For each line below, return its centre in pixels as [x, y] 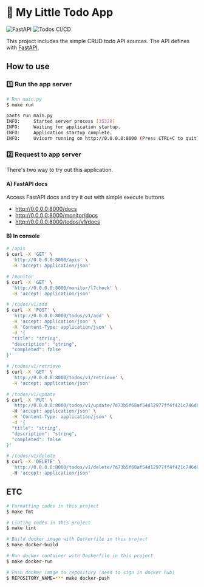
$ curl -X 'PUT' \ [29, 400]
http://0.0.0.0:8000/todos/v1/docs [57, 222]
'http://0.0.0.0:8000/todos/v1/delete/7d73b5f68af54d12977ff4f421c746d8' [107, 467]
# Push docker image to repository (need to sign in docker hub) [90, 572]
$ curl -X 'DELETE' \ [34, 462]
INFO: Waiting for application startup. [63, 127]
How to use [28, 67]
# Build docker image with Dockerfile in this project [77, 539]
